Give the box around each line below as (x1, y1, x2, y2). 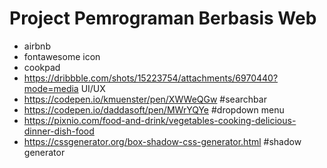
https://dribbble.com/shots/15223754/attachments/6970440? (23, 72, 279, 84)
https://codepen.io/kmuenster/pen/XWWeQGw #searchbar (23, 93, 267, 105)
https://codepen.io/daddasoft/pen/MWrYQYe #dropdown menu (23, 103, 285, 116)
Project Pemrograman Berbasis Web (9, 7, 317, 30)
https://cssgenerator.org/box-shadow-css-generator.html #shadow (23, 135, 302, 147)
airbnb (23, 40, 51, 52)
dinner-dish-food (23, 125, 95, 137)
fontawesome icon (23, 50, 101, 62)
